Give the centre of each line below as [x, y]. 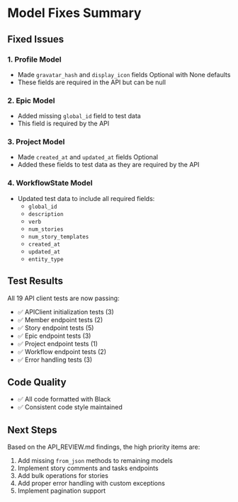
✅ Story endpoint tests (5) [56, 328]
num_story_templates [58, 236]
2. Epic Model [31, 101]
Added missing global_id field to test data [79, 116]
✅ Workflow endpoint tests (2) [62, 351]
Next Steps [32, 430]
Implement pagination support [62, 491]
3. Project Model [36, 142]
